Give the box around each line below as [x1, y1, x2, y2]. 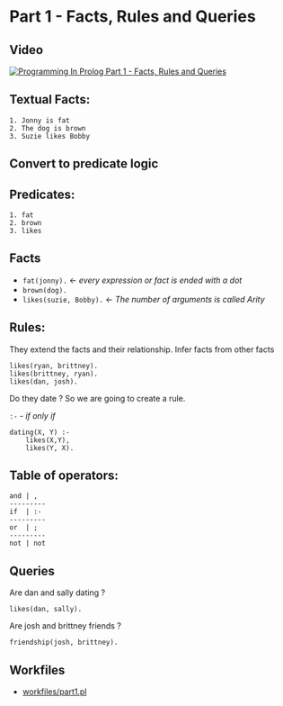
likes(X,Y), [25, 435, 70, 445]
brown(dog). [22, 285, 67, 294]
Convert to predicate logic [9, 156, 159, 172]
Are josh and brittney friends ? [9, 620, 121, 631]
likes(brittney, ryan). [9, 369, 99, 378]
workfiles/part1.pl [22, 686, 87, 697]
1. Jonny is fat [9, 115, 70, 125]
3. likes [9, 227, 42, 236]
